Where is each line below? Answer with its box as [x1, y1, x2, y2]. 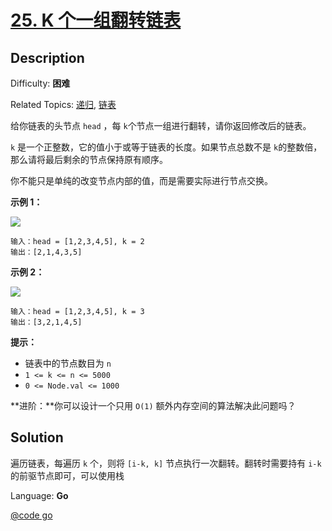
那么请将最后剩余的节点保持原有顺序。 [10, 154, 168, 165]
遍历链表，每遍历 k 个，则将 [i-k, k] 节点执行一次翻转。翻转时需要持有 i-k [10, 457, 322, 469]
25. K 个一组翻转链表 [10, 9, 182, 32]
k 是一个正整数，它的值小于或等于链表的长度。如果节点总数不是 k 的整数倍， [10, 141, 323, 153]
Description [10, 49, 85, 66]
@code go [10, 509, 53, 521]
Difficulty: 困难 [10, 77, 71, 89]
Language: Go [10, 489, 69, 501]
